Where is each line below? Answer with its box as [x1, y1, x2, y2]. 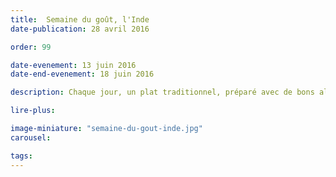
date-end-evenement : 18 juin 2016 [10, 69, 155, 80]
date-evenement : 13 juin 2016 [10, 60, 137, 70]
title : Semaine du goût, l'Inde [10, 14, 150, 25]
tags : [10, 151, 33, 161]
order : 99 [10, 42, 52, 52]
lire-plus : [10, 106, 56, 116]
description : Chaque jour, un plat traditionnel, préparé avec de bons [10, 87, 315, 98]
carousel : [10, 132, 52, 143]
